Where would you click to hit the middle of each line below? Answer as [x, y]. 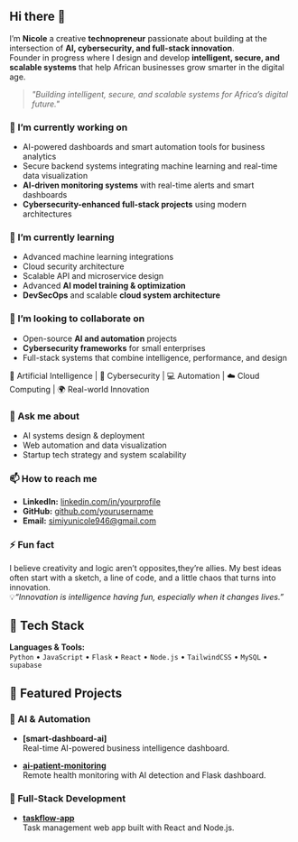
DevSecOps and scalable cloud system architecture [121, 295]
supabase [26, 666]
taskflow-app [48, 819]
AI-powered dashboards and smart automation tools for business [144, 147]
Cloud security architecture [73, 266]
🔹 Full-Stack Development [68, 799]
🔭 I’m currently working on [69, 127]
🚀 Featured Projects [66, 693]
